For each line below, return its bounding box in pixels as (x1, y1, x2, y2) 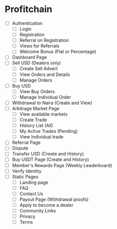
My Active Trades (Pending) (19, 128, 78, 134)
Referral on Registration (19, 37, 69, 43)
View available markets (19, 111, 68, 117)
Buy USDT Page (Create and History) (12, 157, 89, 163)
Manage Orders (19, 77, 52, 83)
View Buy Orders (19, 88, 55, 94)
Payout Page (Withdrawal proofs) (19, 196, 89, 202)
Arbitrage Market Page (12, 105, 60, 111)
